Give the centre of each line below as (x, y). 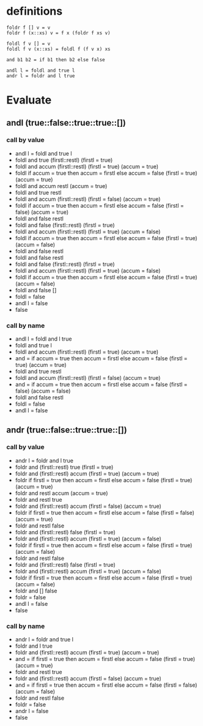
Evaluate (29, 100)
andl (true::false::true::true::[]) (66, 123)
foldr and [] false (36, 591)
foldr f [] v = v (28, 28)
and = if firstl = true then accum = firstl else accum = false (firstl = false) (106, 685)
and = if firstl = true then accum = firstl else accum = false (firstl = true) (105, 659)
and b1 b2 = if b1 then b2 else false (56, 59)
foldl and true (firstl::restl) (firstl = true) (64, 160)
